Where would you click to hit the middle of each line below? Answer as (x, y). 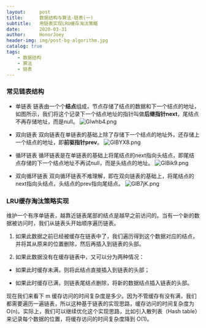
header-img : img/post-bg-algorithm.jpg (57, 40)
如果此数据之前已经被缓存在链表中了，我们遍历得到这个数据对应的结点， (106, 236)
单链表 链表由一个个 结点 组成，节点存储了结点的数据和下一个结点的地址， (107, 106)
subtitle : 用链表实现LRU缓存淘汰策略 (52, 23)
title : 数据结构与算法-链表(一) (50, 18)
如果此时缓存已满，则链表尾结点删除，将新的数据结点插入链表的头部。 (104, 283)
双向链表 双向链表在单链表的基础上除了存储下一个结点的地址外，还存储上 (107, 134)
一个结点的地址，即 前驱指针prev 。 (59, 142)
